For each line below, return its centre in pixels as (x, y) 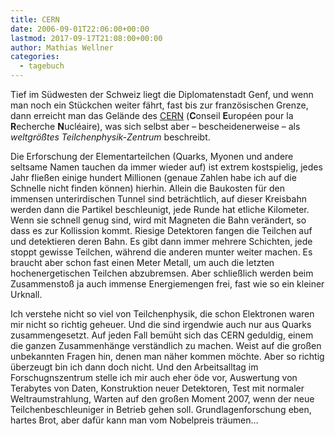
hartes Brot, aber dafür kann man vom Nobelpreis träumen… (134, 420)
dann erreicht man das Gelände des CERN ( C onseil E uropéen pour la (152, 115)
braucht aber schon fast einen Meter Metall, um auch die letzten (142, 262)
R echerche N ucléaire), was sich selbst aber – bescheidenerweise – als (155, 126)
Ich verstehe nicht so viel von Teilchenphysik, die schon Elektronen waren (162, 314)
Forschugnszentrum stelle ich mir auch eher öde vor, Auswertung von (154, 377)
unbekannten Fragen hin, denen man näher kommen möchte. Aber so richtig (167, 356)
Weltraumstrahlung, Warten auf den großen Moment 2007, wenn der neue (162, 399)
